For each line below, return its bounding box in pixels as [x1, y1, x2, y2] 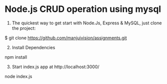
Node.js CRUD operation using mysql [4, 3, 162, 15]
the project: [11, 25, 36, 31]
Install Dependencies [11, 44, 55, 50]
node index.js [4, 73, 32, 79]
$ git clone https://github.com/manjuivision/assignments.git [4, 35, 127, 41]
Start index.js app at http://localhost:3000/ [11, 64, 100, 70]
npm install [4, 54, 27, 60]
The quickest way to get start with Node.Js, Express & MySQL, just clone [11, 20, 162, 26]
